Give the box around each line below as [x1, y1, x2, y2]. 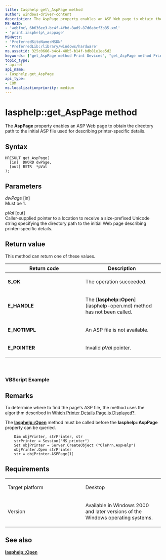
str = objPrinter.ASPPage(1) [14, 452, 74, 457]
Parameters [5, 182, 42, 190]
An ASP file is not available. [85, 326, 149, 333]
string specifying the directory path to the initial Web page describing [5, 220, 147, 226]
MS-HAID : [5, 21, 23, 26]
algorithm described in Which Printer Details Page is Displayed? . [5, 410, 136, 416]
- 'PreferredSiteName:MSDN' [5, 40, 63, 44]
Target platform [7, 484, 43, 491]
